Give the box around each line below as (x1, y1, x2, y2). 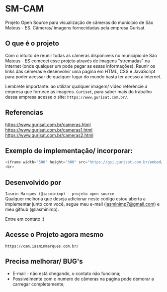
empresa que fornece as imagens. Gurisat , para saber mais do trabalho (5, 88, 152, 95)
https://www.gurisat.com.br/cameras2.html (5, 132, 93, 138)
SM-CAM (5, 3, 44, 14)
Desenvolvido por (5, 178, 61, 187)
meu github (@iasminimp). (5, 206, 59, 212)
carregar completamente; (12, 281, 65, 287)
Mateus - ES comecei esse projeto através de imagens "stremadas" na (5, 58, 150, 64)
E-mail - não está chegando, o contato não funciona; (12, 270, 121, 277)
